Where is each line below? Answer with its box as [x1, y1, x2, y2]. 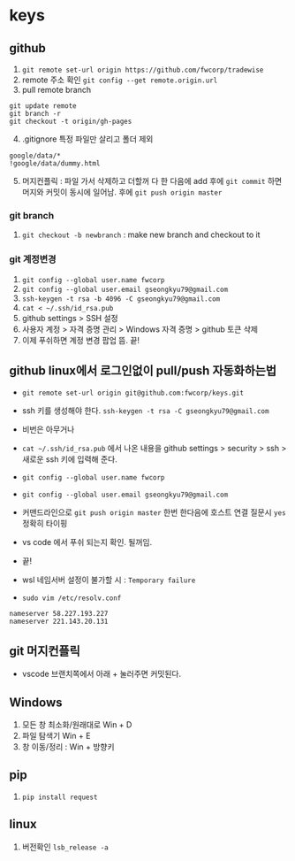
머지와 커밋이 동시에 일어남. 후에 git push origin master [21, 187, 223, 197]
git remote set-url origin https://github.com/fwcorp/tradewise [21, 65, 264, 74]
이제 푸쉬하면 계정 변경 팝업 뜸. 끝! [21, 334, 140, 345]
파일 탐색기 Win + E [21, 731, 91, 742]
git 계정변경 [9, 253, 57, 265]
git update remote [9, 102, 77, 111]
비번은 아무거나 [21, 424, 75, 434]
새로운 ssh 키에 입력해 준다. [21, 454, 117, 465]
